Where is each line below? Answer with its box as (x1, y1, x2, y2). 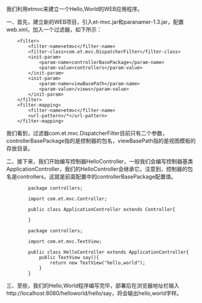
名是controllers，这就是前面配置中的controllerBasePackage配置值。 (6, 173, 177, 180)
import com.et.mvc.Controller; (28, 196, 108, 202)
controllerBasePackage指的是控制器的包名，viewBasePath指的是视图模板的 (6, 137, 196, 144)
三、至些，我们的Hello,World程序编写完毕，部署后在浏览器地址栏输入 (6, 282, 179, 289)
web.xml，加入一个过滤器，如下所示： (6, 26, 102, 33)
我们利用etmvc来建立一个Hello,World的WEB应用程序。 (6, 5, 143, 12)
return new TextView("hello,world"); (49, 260, 146, 266)
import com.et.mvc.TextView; (28, 238, 102, 244)
